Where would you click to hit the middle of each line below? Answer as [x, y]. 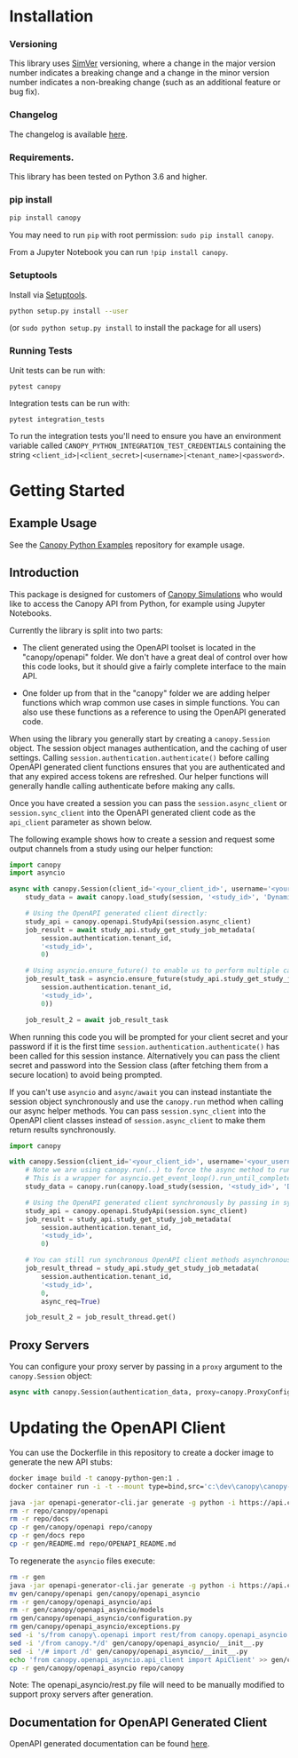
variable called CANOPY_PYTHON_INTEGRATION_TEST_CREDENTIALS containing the [148, 445]
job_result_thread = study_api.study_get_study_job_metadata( [142, 1268]
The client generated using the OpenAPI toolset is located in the [139, 647]
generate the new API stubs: [61, 1462]
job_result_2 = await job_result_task [97, 1019]
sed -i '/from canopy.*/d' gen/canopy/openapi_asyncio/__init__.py [137, 1643]
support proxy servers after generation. [81, 1694]
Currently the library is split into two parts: [86, 630]
